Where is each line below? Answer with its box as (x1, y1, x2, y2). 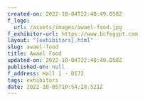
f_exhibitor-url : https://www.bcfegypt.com (7, 30, 139, 38)
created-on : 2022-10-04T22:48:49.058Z (7, 10, 122, 18)
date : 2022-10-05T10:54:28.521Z (7, 83, 103, 90)
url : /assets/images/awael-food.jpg (14, 23, 122, 31)
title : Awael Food (7, 51, 62, 58)
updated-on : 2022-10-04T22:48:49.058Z (7, 57, 122, 64)
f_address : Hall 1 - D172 (7, 70, 84, 77)
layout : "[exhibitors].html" (7, 37, 94, 44)
